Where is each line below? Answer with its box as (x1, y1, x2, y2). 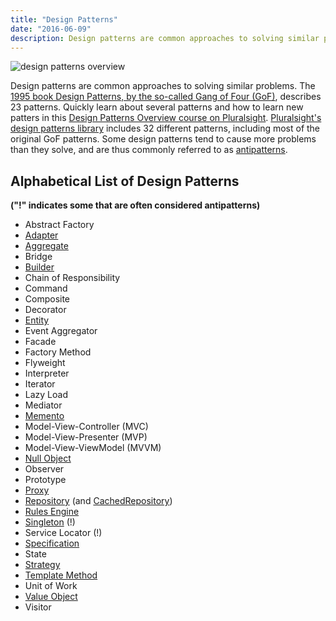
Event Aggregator (24, 325, 98, 337)
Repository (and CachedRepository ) (24, 495, 173, 507)
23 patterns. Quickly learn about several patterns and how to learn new (10, 101, 304, 113)
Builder (24, 261, 55, 273)
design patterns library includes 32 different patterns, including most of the (10, 122, 321, 135)
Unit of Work (24, 580, 78, 592)
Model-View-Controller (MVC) (24, 421, 149, 433)
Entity (24, 314, 50, 326)
